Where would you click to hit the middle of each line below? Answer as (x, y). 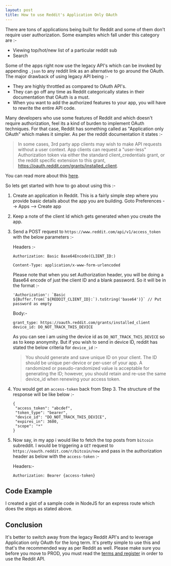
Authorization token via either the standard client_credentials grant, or (91, 155)
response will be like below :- (43, 394)
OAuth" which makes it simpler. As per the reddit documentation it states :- (84, 134)
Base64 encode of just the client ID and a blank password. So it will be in (89, 280)
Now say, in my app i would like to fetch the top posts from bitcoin (83, 440)
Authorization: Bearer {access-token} (54, 476)
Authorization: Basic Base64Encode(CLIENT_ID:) (64, 256)
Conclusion (24, 525)
